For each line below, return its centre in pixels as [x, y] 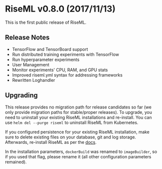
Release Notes [27, 38]
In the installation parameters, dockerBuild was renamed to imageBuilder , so [81, 152]
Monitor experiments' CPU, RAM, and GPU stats [60, 70]
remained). [16, 162]
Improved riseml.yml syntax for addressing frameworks [67, 75]
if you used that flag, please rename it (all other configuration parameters [78, 156]
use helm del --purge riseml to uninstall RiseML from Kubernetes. [72, 123]
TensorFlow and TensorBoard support [50, 49]
